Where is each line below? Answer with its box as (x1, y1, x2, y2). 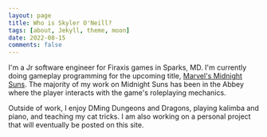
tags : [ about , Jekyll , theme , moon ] (8, 26, 130, 34)
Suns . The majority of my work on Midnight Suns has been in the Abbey (8, 80, 245, 89)
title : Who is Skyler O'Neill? (8, 19, 112, 27)
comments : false (8, 41, 62, 49)
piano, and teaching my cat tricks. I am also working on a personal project (8, 112, 251, 121)
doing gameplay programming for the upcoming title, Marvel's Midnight (8, 71, 243, 81)
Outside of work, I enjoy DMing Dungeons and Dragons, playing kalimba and (8, 104, 259, 113)
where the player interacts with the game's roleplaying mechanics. (8, 88, 226, 97)
